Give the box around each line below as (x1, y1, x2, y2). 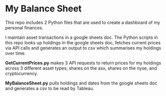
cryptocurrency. (5, 70, 38, 76)
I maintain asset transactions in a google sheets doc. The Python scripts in (5, 34, 158, 40)
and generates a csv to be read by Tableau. (5, 85, 95, 91)
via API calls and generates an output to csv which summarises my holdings (5, 45, 162, 51)
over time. (5, 50, 26, 56)
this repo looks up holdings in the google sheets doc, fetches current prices (5, 39, 161, 45)
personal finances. (5, 24, 43, 30)
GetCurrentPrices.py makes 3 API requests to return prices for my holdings (5, 60, 162, 66)
